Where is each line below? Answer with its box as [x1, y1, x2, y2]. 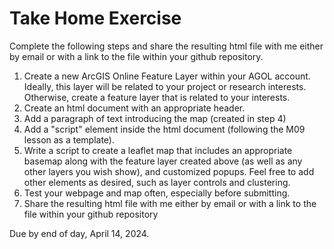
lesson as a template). [23, 133, 116, 146]
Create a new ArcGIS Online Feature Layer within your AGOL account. [23, 70, 311, 82]
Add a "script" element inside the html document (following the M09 [23, 123, 306, 135]
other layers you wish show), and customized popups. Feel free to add [23, 165, 315, 177]
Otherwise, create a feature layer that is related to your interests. [23, 91, 291, 103]
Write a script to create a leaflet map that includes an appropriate [23, 144, 293, 156]
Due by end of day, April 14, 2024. [9, 227, 150, 239]
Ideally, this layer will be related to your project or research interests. [23, 80, 307, 92]
